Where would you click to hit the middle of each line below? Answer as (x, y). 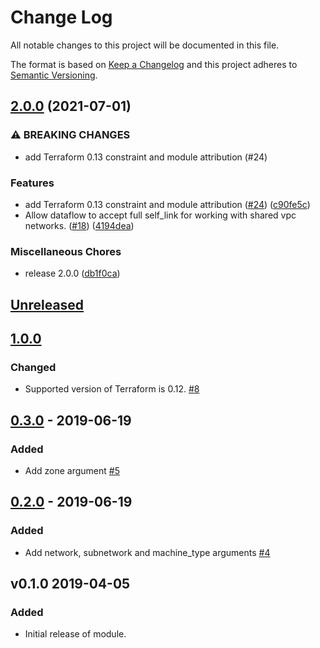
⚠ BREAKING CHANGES (70, 135)
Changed (33, 367)
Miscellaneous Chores (66, 251)
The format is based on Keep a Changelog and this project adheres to (154, 64)
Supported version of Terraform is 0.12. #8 (112, 389)
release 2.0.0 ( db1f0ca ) (72, 273)
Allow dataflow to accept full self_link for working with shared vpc (160, 215)
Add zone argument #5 (72, 470)
